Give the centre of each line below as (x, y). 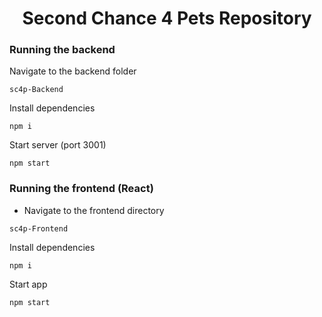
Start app (28, 284)
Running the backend (62, 50)
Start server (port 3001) (58, 145)
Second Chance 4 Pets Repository (167, 18)
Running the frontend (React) (81, 189)
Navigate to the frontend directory (94, 210)
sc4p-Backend (36, 90)
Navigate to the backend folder (73, 71)
